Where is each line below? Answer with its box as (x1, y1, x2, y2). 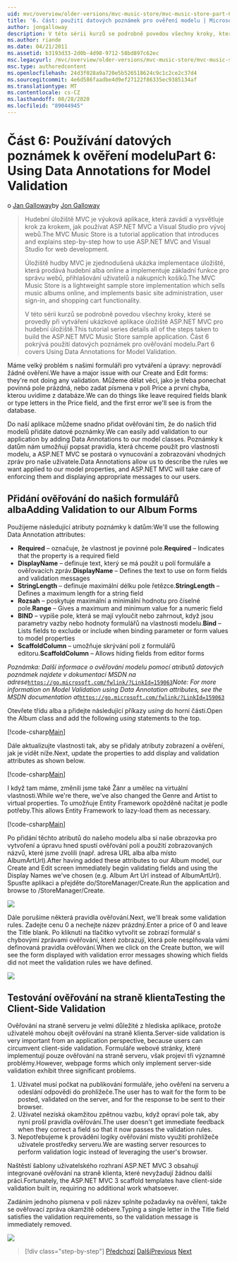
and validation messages (17, 574, 90, 582)
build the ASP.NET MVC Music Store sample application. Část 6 (24, 332, 209, 341)
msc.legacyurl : (7, 57, 52, 64)
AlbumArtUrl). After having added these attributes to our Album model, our (7, 856, 222, 864)
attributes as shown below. (7, 756, 85, 765)
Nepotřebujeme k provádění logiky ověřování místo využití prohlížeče (17, 1133, 219, 1141)
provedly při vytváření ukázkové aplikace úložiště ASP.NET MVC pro (24, 317, 224, 326)
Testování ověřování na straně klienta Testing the (7, 992, 226, 1004)
